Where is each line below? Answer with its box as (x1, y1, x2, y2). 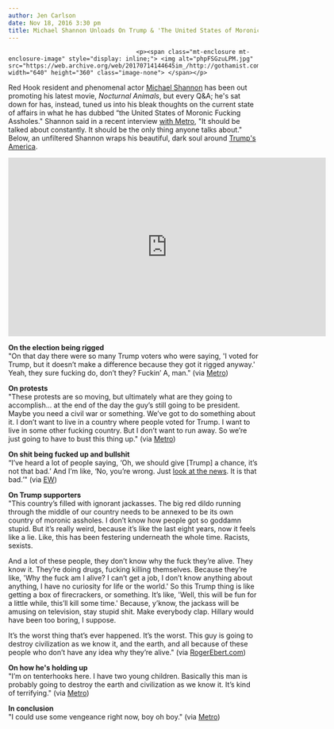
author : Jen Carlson (8, 11, 77, 20)
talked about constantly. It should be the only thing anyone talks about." (8, 125, 243, 135)
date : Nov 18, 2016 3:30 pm (8, 19, 102, 27)
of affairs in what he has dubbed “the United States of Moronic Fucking (8, 108, 241, 118)
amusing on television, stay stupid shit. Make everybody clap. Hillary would (8, 607, 254, 616)
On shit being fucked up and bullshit (8, 449, 130, 459)
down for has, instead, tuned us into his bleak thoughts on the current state (8, 100, 255, 110)
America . (8, 142, 38, 152)
